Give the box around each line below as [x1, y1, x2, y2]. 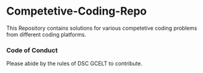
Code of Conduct [6, 46, 58, 54]
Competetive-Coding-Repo [6, 4, 147, 18]
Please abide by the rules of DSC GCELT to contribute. [6, 60, 143, 68]
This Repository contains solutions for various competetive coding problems [6, 24, 198, 32]
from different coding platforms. [6, 30, 86, 38]
